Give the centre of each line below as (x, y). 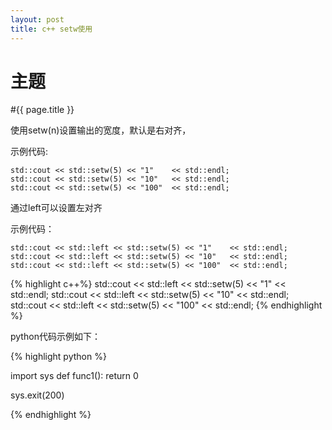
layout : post (37, 19)
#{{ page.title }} (42, 110)
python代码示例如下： (55, 337)
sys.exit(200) (37, 395)
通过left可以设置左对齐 (56, 208)
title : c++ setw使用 (51, 29)
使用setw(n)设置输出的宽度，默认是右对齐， (101, 130)
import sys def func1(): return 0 (74, 376)
